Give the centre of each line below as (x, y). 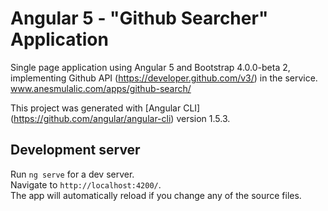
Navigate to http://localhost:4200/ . (86, 184)
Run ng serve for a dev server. (72, 174)
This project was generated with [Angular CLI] (105, 108)
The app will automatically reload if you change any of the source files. (156, 195)
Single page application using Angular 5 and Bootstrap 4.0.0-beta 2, (150, 67)
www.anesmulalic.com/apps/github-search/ (101, 88)
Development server (75, 150)
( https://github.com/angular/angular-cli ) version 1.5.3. (120, 118)
